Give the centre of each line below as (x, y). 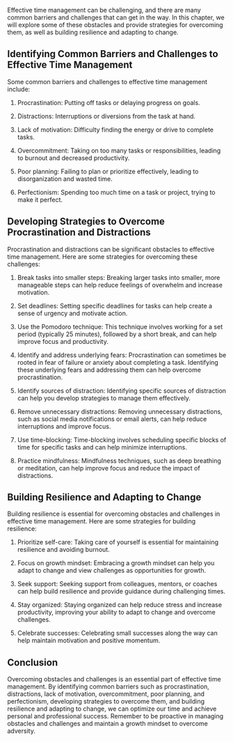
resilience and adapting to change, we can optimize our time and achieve (112, 709)
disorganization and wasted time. (65, 179)
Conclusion (33, 662)
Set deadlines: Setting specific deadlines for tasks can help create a (115, 306)
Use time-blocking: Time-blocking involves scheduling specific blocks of (122, 440)
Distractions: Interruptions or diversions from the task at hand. (106, 116)
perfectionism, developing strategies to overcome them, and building (106, 702)
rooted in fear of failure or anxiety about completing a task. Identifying (118, 362)
